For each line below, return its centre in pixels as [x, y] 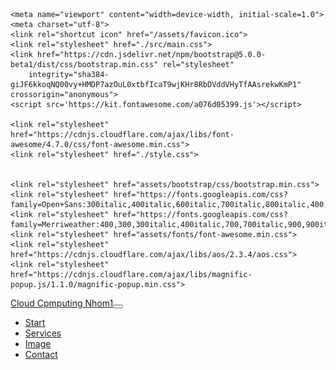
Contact [41, 354]
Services [43, 333]
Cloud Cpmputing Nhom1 [62, 303]
